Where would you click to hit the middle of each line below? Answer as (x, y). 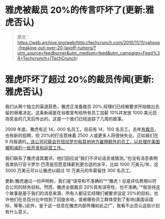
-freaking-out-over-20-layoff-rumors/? (56, 48)
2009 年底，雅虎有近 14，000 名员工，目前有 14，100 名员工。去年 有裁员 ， (82, 129)
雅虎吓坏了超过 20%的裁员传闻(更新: (80, 80)
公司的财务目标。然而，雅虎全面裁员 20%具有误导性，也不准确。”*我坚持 (82, 187)
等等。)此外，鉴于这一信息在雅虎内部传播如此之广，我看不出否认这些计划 (87, 205)
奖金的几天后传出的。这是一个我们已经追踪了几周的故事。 (67, 119)
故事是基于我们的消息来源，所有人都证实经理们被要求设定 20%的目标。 (82, 193)
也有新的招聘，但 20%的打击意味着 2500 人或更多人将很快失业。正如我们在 (82, 135)
